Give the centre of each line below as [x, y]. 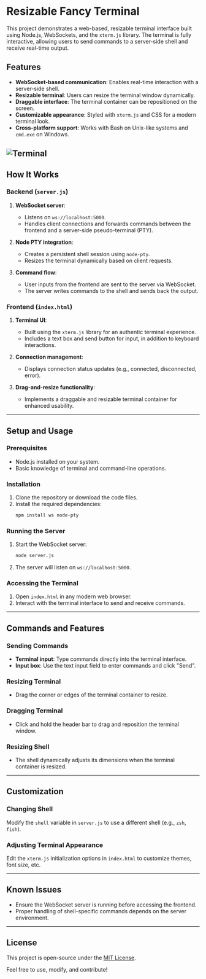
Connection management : [49, 357]
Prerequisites [27, 448]
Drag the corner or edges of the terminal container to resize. [91, 695]
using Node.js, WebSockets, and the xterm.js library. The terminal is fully [99, 34]
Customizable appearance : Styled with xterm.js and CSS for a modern [106, 114]
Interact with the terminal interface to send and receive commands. [100, 603]
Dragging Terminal [35, 711]
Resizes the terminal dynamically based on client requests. [98, 260]
